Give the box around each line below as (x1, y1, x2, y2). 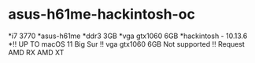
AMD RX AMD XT (8, 47, 65, 57)
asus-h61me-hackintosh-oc (8, 5, 195, 23)
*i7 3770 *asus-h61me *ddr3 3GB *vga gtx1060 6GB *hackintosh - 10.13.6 (8, 31, 248, 40)
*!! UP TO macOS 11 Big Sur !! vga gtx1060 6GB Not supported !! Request (8, 39, 246, 48)
